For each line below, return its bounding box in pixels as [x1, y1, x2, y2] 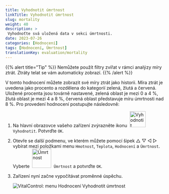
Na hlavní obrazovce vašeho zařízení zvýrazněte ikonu [12, 122, 127, 128]
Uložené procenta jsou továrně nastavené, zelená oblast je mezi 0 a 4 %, [5, 90, 158, 96]
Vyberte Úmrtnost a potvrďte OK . [12, 163, 103, 169]
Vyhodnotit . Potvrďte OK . [12, 128, 64, 134]
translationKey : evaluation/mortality [5, 50, 88, 55]
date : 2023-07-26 [5, 36, 42, 41]
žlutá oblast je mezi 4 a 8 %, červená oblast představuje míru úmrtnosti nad [5, 95, 164, 102]
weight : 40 [5, 21, 29, 27]
